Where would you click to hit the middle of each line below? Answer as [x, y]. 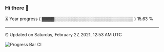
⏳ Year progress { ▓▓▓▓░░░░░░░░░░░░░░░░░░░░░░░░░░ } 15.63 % [79, 19]
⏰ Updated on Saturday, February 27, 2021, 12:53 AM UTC [63, 35]
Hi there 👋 [17, 8]
